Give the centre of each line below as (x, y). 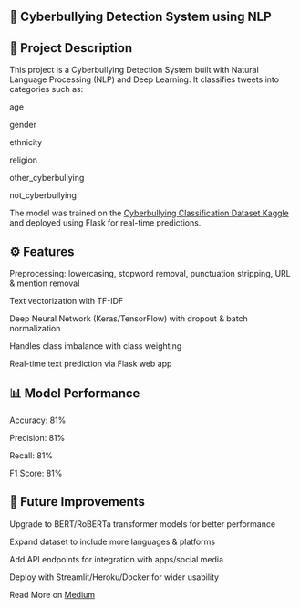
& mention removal (45, 283)
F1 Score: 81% (36, 473)
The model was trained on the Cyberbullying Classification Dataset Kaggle (149, 213)
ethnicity (26, 142)
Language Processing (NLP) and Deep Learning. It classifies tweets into (145, 79)
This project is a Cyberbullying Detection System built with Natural (134, 70)
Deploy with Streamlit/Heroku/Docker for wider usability (114, 577)
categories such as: (47, 89)
